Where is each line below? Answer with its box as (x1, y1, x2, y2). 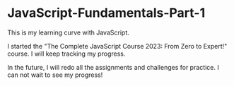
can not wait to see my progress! (7, 70, 103, 79)
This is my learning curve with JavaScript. (7, 28, 129, 37)
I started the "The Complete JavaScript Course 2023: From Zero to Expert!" (7, 42, 228, 50)
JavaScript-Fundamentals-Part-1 (7, 5, 206, 21)
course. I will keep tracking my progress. (7, 49, 126, 58)
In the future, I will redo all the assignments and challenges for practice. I (7, 63, 219, 71)
